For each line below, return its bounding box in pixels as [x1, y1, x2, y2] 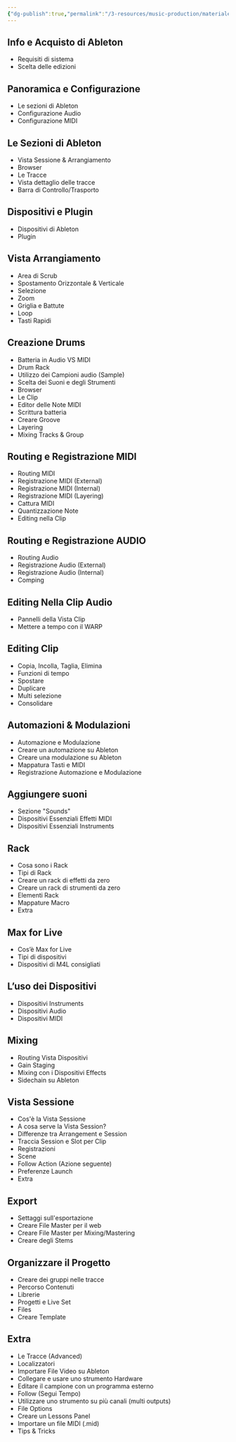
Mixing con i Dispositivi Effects [17, 1068, 107, 1076]
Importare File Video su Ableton [17, 1367, 110, 1375]
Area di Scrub [17, 271, 58, 280]
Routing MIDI [17, 469, 55, 478]
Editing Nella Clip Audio [7, 596, 113, 608]
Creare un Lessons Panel [17, 1412, 91, 1420]
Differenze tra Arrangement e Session [17, 1130, 128, 1138]
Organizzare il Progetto [7, 1257, 111, 1269]
